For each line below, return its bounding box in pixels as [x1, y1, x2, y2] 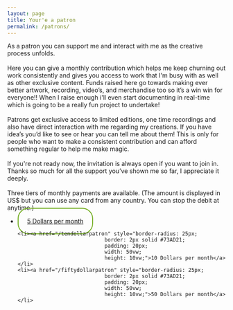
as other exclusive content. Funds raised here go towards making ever [7, 79, 208, 87]
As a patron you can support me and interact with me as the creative [7, 42, 203, 51]
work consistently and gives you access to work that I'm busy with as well [7, 71, 218, 80]
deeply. [7, 174, 29, 183]
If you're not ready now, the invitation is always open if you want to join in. [7, 160, 219, 168]
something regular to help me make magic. [7, 145, 130, 153]
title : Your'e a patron [7, 17, 76, 24]
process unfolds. [7, 49, 55, 57]
